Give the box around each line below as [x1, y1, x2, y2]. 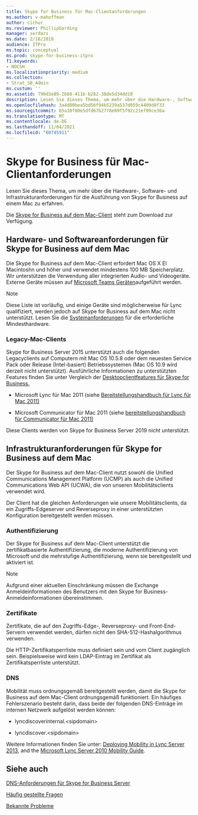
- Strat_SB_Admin [6, 80, 49, 86]
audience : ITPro [6, 42, 46, 48]
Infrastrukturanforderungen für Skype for [6, 444, 162, 454]
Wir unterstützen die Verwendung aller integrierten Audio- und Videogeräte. [6, 272, 190, 279]
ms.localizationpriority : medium [6, 69, 88, 75]
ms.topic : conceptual [6, 47, 60, 53]
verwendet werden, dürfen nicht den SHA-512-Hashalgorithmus [27, 629, 182, 636]
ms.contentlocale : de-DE [6, 119, 67, 125]
